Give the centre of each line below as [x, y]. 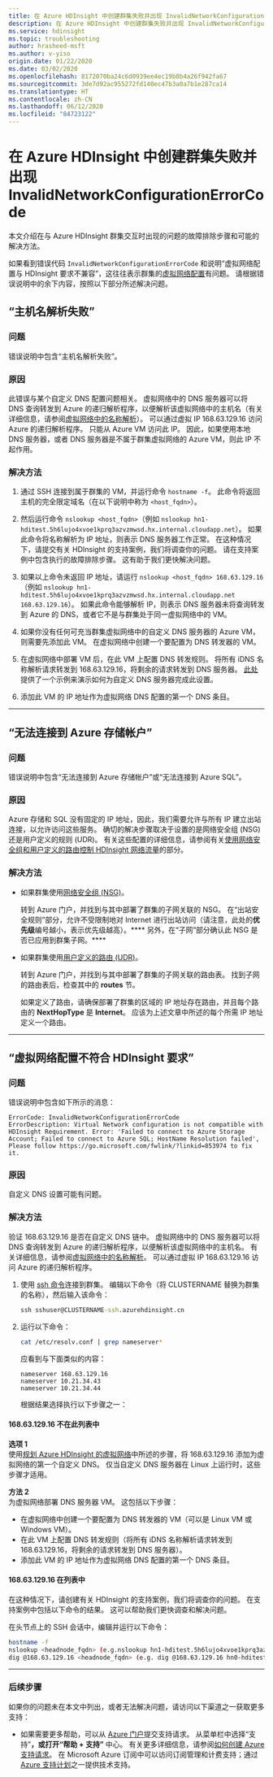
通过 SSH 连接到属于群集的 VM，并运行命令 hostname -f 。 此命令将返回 [140, 492]
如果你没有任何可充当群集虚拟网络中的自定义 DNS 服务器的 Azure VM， [140, 632]
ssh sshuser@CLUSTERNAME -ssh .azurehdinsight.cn [102, 1310]
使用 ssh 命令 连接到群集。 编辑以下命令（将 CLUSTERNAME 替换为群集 [140, 1284]
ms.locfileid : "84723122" [52, 115]
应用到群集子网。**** [70, 940]
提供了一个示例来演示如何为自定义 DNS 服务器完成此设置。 [119, 680]
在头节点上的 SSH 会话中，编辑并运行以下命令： [89, 1627]
